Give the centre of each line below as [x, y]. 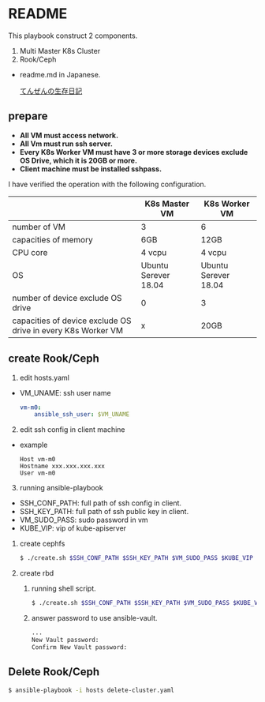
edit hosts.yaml [44, 377]
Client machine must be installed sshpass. [91, 169]
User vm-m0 [37, 473]
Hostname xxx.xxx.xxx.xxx [62, 467]
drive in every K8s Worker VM [68, 330]
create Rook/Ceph [54, 359]
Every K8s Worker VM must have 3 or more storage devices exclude [134, 152]
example [34, 445]
